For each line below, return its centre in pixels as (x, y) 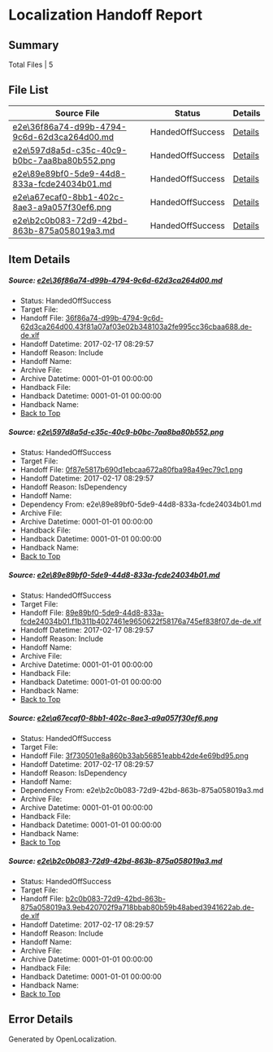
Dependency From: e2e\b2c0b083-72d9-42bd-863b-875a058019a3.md (142, 791)
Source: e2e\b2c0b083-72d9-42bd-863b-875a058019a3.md (115, 861)
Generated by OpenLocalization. (63, 1039)
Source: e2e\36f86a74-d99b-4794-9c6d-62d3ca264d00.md (115, 280)
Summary (34, 45)
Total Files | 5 (31, 64)
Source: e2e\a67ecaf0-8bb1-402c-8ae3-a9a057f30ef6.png (113, 717)
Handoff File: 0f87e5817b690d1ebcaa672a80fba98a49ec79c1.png (131, 470)
